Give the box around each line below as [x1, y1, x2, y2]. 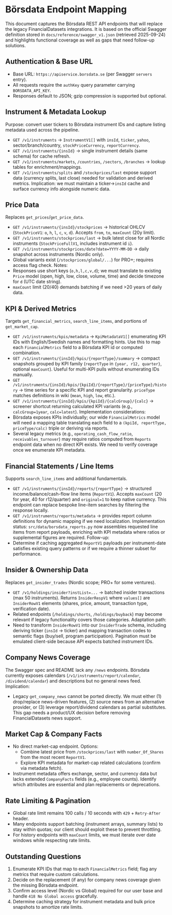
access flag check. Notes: [12, 262, 68, 268]
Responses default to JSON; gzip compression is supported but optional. [12, 92, 167, 99]
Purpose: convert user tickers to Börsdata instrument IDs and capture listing [5, 121, 166, 127]
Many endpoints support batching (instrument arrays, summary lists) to [12, 821, 163, 827]
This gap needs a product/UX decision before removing [12, 709, 131, 715]
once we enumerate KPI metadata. [12, 447, 86, 453]
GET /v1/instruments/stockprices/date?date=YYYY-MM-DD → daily [12, 246, 149, 252]
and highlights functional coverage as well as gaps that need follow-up [5, 37, 155, 43]
